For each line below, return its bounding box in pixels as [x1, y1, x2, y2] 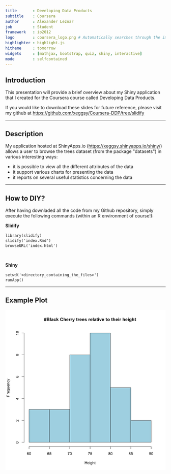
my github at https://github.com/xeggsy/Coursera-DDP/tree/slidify [5, 110, 145, 116]
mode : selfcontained [5, 56, 67, 61]
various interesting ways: [5, 154, 58, 160]
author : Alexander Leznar [5, 19, 74, 24]
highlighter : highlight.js [5, 41, 65, 46]
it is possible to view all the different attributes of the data [12, 164, 134, 170]
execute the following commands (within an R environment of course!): [5, 212, 154, 218]
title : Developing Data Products [5, 8, 93, 13]
